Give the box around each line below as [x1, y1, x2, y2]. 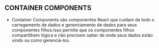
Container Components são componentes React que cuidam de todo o [11, 16, 155, 22]
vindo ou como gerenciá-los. [11, 37, 70, 43]
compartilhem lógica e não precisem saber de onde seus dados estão [11, 32, 153, 38]
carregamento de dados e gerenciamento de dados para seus [11, 22, 137, 28]
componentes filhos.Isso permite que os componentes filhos [11, 27, 134, 33]
